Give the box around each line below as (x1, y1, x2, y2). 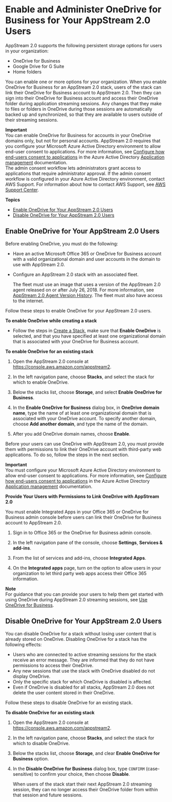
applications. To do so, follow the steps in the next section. (5, 452, 130, 458)
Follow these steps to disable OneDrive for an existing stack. (5, 699, 133, 706)
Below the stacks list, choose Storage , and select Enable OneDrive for (12, 389, 162, 395)
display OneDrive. (12, 673, 51, 679)
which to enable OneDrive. (12, 379, 69, 385)
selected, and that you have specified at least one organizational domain (12, 332, 166, 339)
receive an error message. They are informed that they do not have (12, 657, 155, 663)
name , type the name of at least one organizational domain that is (12, 409, 152, 416)
